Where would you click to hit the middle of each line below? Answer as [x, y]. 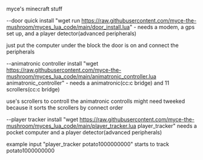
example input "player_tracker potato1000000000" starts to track [88, 144]
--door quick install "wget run [43, 20]
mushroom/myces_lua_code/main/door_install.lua [68, 27]
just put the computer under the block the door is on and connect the [92, 45]
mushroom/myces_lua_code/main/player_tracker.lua [71, 126]
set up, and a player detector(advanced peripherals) [72, 33]
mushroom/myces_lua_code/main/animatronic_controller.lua [81, 76]
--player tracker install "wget [42, 119]
